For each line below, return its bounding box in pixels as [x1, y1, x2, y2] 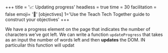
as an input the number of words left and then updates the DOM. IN [5, 37, 146, 42]
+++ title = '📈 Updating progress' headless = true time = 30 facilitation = [5, 4, 157, 10]
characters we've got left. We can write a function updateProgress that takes [5, 31, 163, 37]
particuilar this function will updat [5, 42, 74, 48]
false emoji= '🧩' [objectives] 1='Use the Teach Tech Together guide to [5, 11, 150, 17]
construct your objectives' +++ [5, 16, 69, 22]
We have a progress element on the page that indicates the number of [5, 26, 150, 32]
